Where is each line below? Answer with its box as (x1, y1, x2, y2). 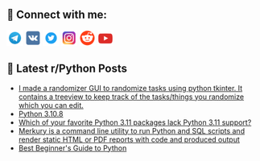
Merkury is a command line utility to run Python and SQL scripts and (18, 126, 246, 135)
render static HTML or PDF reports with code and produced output (18, 134, 240, 144)
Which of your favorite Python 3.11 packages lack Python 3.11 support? (18, 118, 252, 127)
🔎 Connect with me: (6, 8, 107, 22)
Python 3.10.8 (18, 109, 64, 118)
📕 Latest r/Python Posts (6, 62, 128, 76)
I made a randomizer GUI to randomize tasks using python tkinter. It (18, 83, 243, 93)
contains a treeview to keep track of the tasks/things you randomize (18, 92, 245, 101)
